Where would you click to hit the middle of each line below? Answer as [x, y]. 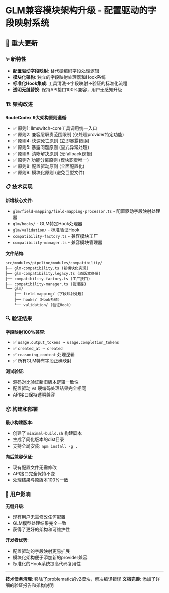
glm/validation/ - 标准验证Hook [46, 230]
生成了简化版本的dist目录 [38, 439]
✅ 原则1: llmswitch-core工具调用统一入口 [55, 128]
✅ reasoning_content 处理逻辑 [44, 354]
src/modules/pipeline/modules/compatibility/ [54, 263]
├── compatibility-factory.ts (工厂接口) [48, 279]
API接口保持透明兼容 [34, 394]
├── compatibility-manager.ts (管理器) [46, 284]
